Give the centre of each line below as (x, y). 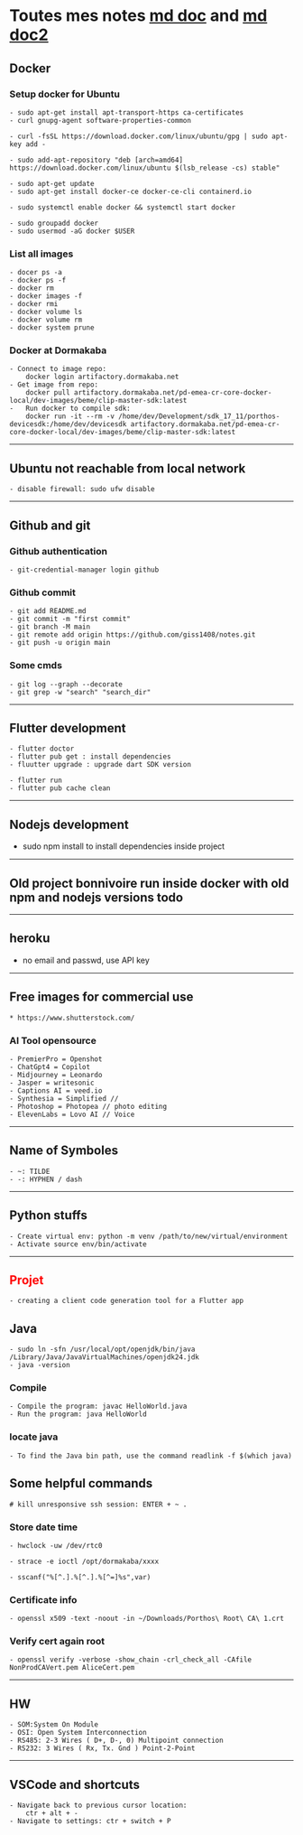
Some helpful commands (81, 1483)
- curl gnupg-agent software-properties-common (101, 120)
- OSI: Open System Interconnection (78, 1733)
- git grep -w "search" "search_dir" (80, 692)
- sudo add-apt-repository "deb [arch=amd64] (96, 160)
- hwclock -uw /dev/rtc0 (56, 1545)
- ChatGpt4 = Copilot (50, 1067)
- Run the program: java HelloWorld (78, 1414)
